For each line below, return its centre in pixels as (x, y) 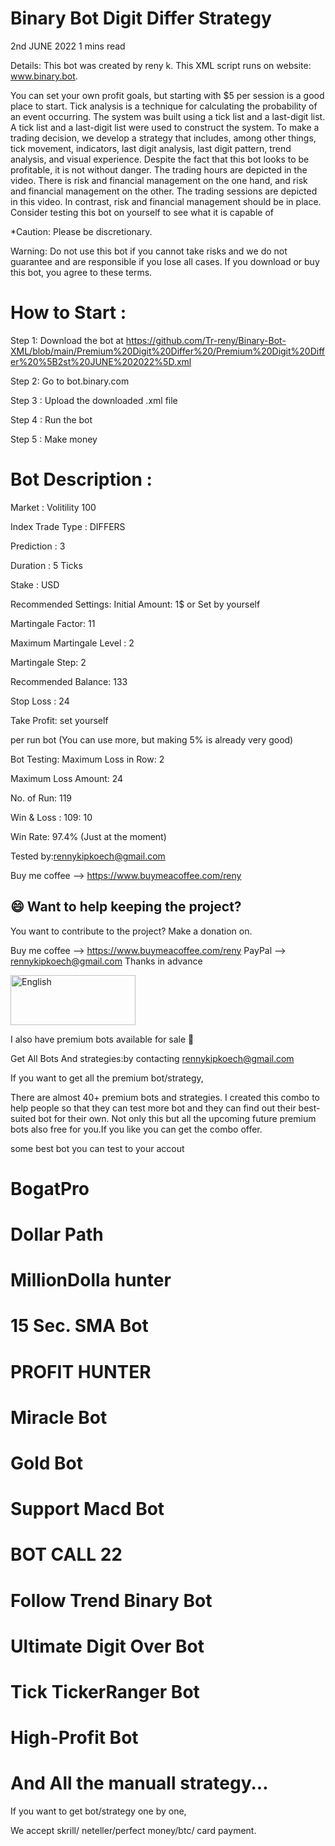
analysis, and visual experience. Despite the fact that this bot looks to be (160, 159)
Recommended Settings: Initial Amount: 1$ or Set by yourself (135, 604)
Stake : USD (35, 584)
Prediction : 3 (38, 546)
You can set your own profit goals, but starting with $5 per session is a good (167, 95)
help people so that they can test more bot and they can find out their (153, 1108)
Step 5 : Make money (54, 439)
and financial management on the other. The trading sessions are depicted (164, 191)
